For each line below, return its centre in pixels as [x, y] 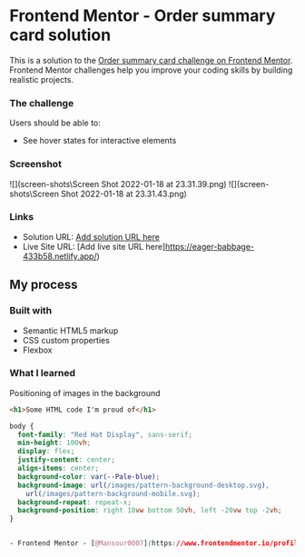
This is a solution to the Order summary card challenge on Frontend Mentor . [151, 60]
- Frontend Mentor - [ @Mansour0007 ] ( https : [93, 543]
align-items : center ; [59, 469]
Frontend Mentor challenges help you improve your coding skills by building [151, 70]
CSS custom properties [66, 340]
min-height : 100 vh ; [54, 443]
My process [44, 285]
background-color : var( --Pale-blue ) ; [89, 477]
